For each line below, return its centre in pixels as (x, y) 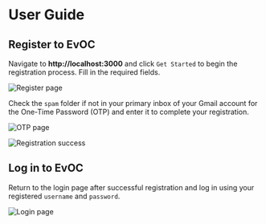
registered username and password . (64, 196)
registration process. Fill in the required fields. (84, 72)
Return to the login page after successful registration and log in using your (131, 187)
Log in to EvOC (46, 168)
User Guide (47, 15)
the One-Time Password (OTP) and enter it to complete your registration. (129, 112)
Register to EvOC (52, 45)
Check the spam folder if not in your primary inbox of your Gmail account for (133, 103)
